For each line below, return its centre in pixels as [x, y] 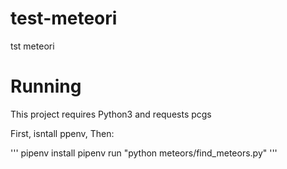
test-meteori [64, 18]
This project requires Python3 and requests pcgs [111, 114]
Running [46, 86]
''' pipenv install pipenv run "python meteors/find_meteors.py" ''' [144, 153]
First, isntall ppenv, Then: [62, 133]
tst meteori [32, 46]
